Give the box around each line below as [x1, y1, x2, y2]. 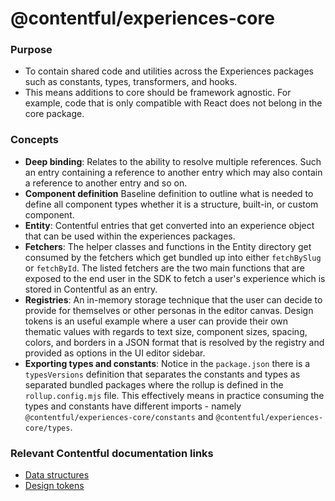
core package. [24, 108, 85, 120]
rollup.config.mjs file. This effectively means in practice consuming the [24, 389, 325, 401]
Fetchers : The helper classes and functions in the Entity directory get [24, 240, 312, 252]
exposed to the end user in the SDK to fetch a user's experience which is [24, 272, 326, 284]
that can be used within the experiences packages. [24, 230, 236, 242]
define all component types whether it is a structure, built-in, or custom [24, 198, 319, 210]
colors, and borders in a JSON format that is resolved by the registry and [24, 336, 325, 348]
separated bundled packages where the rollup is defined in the [24, 378, 284, 391]
